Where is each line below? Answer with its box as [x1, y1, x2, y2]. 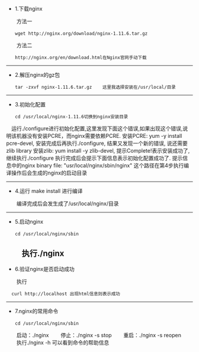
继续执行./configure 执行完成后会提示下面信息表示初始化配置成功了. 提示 [6, 154, 183, 162]
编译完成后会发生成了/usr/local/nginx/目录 [16, 200, 119, 207]
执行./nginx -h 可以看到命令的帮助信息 [16, 339, 110, 346]
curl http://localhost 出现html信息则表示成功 [11, 290, 120, 297]
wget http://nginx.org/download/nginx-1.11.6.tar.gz [14, 31, 148, 37]
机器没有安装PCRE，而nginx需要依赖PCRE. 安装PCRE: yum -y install [16, 133, 182, 139]
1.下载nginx [14, 5, 43, 12]
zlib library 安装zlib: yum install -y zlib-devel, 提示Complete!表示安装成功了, [6, 147, 190, 154]
